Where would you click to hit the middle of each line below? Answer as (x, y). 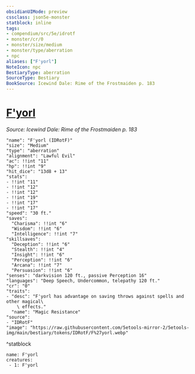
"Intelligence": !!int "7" (45, 234)
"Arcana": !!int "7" (37, 265)
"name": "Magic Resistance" (46, 312)
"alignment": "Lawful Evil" (41, 156)
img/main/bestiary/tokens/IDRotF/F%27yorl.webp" (67, 333)
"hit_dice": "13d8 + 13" (37, 171)
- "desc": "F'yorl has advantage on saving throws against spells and (95, 296)
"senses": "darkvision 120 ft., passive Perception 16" (76, 275)
